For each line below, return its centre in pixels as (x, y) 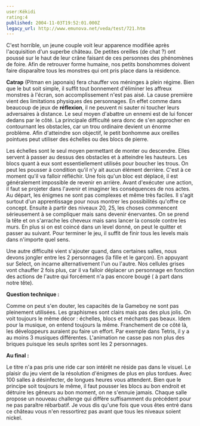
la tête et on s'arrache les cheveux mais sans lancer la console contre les (96, 221)
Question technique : (33, 294)
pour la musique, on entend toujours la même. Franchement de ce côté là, (97, 325)
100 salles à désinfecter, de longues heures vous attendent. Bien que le (94, 380)
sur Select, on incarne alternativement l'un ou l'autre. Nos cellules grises (96, 264)
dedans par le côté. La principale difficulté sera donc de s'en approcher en (98, 121)
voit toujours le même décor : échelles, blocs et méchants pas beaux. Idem (99, 319)
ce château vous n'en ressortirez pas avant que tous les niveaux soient (93, 412)
